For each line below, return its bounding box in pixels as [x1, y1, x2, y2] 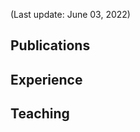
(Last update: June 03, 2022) [10, 9, 131, 20]
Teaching [10, 105, 70, 123]
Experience [10, 71, 83, 88]
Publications [10, 37, 91, 54]
